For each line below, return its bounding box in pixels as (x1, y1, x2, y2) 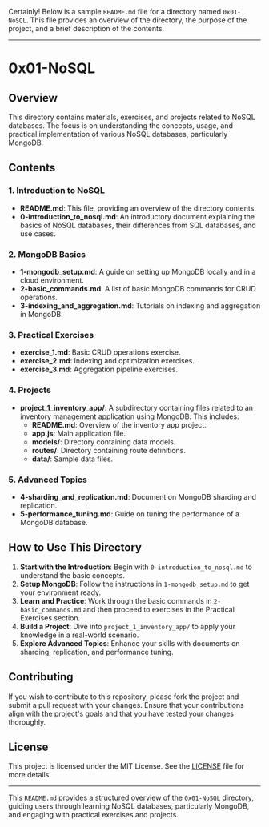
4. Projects (8, 384, 52, 395)
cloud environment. (19, 275, 84, 285)
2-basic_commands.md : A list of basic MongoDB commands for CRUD (19, 283, 256, 293)
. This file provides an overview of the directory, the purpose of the (26, 15, 247, 25)
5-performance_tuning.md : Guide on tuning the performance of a (19, 508, 240, 519)
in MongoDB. (19, 309, 63, 319)
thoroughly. (8, 717, 46, 727)
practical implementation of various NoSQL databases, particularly (8, 130, 228, 139)
